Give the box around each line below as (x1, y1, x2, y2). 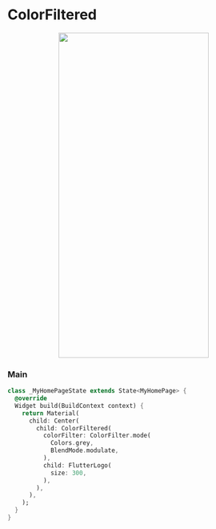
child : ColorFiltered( (36, 424, 112, 432)
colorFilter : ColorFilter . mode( (42, 431, 151, 440)
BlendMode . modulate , (50, 446, 119, 454)
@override (14, 394, 47, 402)
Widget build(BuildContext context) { (14, 402, 145, 410)
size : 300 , (50, 469, 87, 477)
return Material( (22, 409, 80, 418)
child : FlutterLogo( (42, 461, 112, 470)
